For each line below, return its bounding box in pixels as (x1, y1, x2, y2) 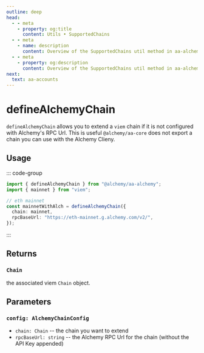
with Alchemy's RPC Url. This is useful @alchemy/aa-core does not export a (6, 129, 192, 136)
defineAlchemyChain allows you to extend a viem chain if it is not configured (6, 123, 194, 130)
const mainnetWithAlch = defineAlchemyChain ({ (6, 203, 126, 209)
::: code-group (6, 169, 42, 176)
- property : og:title (17, 25, 72, 32)
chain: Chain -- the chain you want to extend (15, 327, 129, 334)
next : (6, 71, 20, 77)
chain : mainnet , (12, 209, 53, 215)
